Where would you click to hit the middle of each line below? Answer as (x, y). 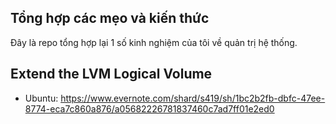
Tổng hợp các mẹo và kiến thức (110, 18)
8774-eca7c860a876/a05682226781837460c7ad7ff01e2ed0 (149, 108)
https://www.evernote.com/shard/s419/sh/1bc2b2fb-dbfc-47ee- (193, 98)
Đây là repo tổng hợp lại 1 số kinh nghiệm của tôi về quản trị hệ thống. (154, 42)
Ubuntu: (41, 98)
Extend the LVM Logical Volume (111, 74)
